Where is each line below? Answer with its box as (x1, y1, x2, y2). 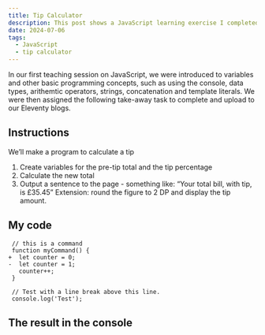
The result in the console (8, 316, 132, 329)
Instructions (8, 126, 69, 140)
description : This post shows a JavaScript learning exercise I (8, 19, 224, 27)
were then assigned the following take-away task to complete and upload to (8, 95, 255, 104)
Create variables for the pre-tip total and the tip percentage (19, 162, 213, 172)
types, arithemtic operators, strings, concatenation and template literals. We (8, 87, 255, 95)
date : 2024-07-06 (8, 26, 65, 34)
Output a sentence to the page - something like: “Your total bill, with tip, (19, 179, 252, 188)
